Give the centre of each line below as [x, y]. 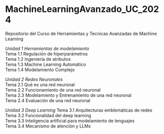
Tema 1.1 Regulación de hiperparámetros [46, 54]
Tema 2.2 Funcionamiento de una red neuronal [53, 90]
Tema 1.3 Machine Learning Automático [45, 64]
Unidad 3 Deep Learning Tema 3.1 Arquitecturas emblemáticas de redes [79, 110]
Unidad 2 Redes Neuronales [34, 79]
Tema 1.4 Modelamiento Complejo [40, 69]
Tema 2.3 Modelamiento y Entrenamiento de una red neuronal [68, 95]
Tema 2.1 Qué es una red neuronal [40, 84]
